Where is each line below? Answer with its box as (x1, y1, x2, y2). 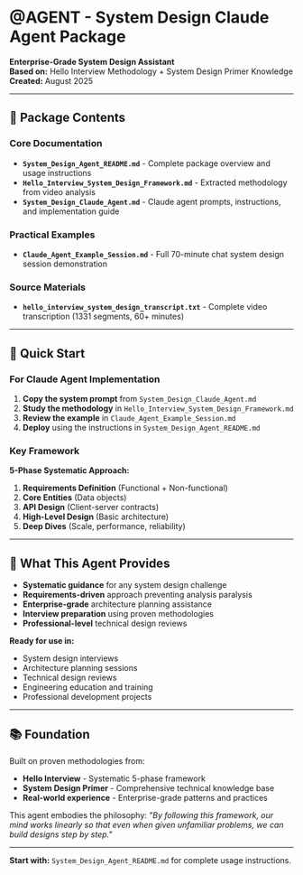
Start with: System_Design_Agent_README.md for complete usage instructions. (9, 854, 291, 865)
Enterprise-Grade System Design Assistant (9, 56, 175, 67)
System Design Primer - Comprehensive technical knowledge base (22, 782, 275, 793)
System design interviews (22, 653, 119, 664)
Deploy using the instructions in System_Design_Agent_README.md (22, 422, 261, 433)
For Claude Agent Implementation (9, 373, 161, 386)
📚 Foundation (9, 727, 90, 742)
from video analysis (22, 186, 96, 197)
